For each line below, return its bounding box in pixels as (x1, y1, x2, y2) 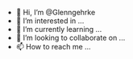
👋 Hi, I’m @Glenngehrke (15, 8, 96, 17)
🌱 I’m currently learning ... (15, 25, 102, 33)
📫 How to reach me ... (15, 42, 91, 51)
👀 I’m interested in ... (15, 16, 85, 26)
